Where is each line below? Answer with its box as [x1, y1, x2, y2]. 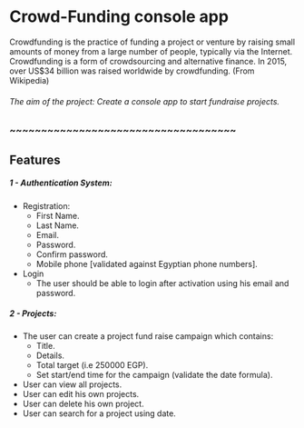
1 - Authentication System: [9, 177, 113, 188]
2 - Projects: [9, 308, 57, 319]
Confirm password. [35, 248, 109, 260]
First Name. [35, 210, 80, 221]
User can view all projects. [22, 379, 123, 390]
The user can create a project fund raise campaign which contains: [22, 331, 274, 342]
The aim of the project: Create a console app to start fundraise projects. [9, 95, 279, 106]
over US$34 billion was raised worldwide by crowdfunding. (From [9, 65, 255, 76]
